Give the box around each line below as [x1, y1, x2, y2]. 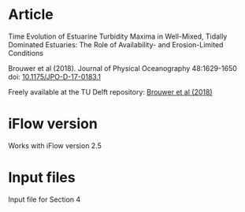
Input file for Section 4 [8, 195, 81, 204]
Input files [8, 169, 76, 187]
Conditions [8, 48, 43, 58]
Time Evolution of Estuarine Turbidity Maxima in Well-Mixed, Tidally [8, 32, 228, 41]
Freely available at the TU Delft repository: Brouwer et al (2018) [8, 87, 213, 96]
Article [8, 6, 54, 24]
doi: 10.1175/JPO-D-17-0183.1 [8, 72, 101, 81]
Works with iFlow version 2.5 [8, 140, 102, 151]
